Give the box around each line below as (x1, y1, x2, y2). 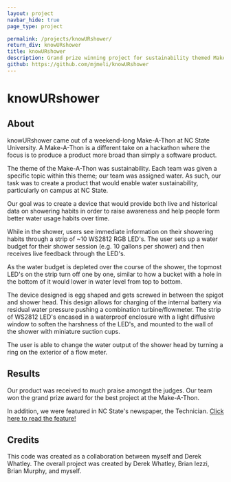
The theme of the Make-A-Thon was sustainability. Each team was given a (7, 164, 218, 172)
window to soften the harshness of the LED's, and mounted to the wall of (7, 319, 214, 328)
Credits (7, 434, 40, 446)
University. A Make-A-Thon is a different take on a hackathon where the (7, 143, 210, 151)
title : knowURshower (7, 48, 67, 55)
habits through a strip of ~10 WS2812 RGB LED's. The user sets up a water (7, 235, 218, 243)
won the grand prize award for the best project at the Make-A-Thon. (7, 393, 199, 401)
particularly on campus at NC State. (7, 186, 109, 194)
